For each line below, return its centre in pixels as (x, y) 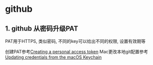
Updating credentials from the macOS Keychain (54, 57)
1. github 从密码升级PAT (42, 28)
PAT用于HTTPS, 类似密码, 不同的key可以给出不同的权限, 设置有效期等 (75, 41)
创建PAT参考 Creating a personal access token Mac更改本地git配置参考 (77, 52)
